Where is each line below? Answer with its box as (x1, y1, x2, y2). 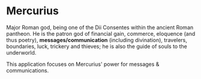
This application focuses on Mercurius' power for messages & (6, 61, 160, 68)
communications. (6, 67, 49, 74)
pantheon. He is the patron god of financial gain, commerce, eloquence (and (6, 30, 196, 37)
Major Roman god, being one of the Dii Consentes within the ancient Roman (6, 24, 194, 31)
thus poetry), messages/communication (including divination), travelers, (6, 36, 188, 43)
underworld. (6, 49, 37, 56)
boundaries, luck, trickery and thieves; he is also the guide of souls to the (6, 43, 187, 50)
